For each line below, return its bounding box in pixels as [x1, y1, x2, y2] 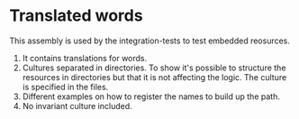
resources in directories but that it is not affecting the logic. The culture [22, 71, 287, 82]
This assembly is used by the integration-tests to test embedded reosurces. [9, 35, 291, 46]
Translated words [9, 5, 143, 26]
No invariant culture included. [22, 100, 132, 111]
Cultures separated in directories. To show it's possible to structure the [22, 62, 286, 73]
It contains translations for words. [22, 52, 148, 63]
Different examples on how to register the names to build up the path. [22, 91, 281, 102]
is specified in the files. [22, 81, 109, 92]
